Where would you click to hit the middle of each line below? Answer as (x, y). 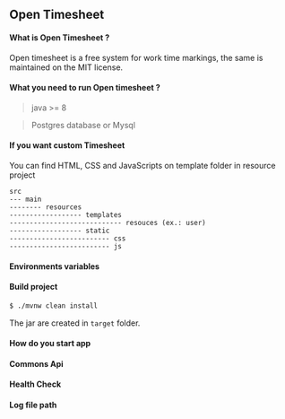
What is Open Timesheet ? (60, 37)
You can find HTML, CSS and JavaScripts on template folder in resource (142, 166)
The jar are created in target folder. (75, 323)
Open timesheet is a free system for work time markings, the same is (136, 57)
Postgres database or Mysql (83, 125)
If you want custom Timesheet (67, 145)
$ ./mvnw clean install (54, 306)
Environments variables (55, 266)
